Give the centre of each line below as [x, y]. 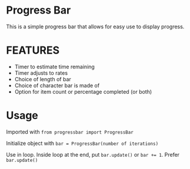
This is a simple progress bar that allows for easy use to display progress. [95, 26]
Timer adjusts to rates [41, 73]
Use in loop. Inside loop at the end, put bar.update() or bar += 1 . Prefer [93, 154]
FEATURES [33, 50]
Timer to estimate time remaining [55, 67]
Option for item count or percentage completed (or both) [83, 91]
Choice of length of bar [43, 79]
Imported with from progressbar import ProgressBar [70, 132]
